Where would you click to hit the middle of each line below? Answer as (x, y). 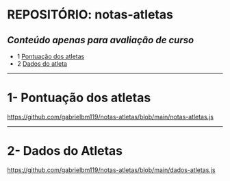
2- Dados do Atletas (65, 151)
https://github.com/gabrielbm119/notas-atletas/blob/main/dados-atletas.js (111, 170)
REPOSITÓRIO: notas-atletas (90, 15)
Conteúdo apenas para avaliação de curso (101, 40)
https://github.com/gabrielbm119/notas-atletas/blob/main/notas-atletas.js (111, 117)
